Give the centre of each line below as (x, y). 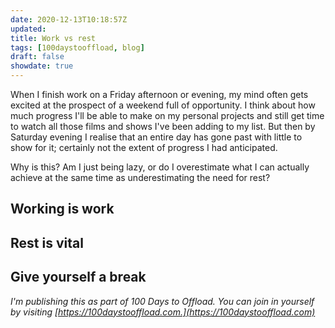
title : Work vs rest (53, 38)
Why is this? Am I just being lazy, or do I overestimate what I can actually (160, 167)
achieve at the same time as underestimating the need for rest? (140, 177)
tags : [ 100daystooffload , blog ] (77, 47)
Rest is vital (47, 242)
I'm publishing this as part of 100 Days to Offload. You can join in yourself (162, 301)
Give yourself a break (78, 277)
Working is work (62, 209)
